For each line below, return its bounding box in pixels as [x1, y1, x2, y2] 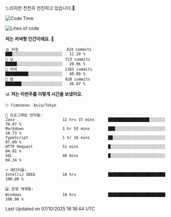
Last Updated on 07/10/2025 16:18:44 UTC [5, 206, 95, 212]
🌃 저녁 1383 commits [5, 67, 93, 72]
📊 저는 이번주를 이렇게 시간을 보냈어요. [5, 91, 83, 97]
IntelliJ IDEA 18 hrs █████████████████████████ [5, 172, 166, 177]
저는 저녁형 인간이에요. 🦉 [5, 36, 55, 42]
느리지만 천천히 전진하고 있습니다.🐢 [5, 5, 76, 11]
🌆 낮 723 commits [5, 57, 91, 62]
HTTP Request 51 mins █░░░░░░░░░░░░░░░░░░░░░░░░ [5, 144, 166, 149]
